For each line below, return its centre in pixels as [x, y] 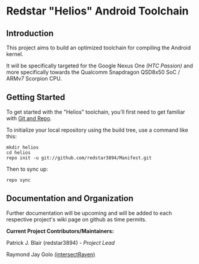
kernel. [15, 54]
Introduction [30, 33]
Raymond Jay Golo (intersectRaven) [51, 254]
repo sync [19, 180]
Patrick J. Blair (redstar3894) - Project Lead [61, 242]
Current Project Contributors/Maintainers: [60, 231]
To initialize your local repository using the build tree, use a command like [97, 130]
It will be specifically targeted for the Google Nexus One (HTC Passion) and [100, 66]
